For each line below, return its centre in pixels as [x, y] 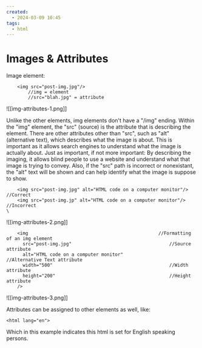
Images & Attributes [57, 59]
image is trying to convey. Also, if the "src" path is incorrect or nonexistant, [100, 166]
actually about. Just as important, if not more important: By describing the [99, 153]
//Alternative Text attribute [45, 260]
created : [17, 12]
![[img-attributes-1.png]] [37, 109]
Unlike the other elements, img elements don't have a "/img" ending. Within [100, 121]
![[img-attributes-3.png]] [37, 298]
